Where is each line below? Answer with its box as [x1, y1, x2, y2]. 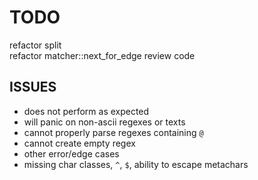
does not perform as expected [23, 105, 150, 117]
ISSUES [9, 79, 57, 96]
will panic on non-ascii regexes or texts [23, 116, 186, 128]
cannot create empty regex [23, 137, 136, 149]
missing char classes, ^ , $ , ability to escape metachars [23, 158, 249, 170]
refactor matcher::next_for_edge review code [9, 49, 196, 61]
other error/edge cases [23, 147, 120, 160]
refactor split [9, 39, 62, 51]
